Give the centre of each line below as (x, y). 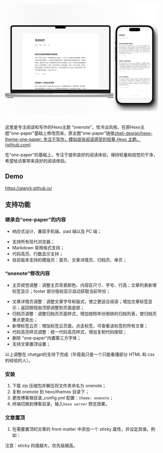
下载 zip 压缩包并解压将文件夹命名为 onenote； (59, 386)
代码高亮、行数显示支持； (38, 254)
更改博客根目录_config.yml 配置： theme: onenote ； (63, 398)
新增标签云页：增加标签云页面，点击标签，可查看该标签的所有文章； (80, 326)
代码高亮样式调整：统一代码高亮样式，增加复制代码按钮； (69, 331)
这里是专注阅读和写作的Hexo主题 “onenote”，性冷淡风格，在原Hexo (73, 127)
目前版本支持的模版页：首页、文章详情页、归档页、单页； (69, 260)
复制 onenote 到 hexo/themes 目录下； (51, 392)
